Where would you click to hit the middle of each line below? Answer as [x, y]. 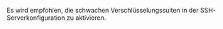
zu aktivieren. [86, 18]
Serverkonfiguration [36, 18]
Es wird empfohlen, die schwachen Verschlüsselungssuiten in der [103, 10]
